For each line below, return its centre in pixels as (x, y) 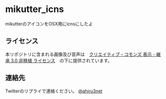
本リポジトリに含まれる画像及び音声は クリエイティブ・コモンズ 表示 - (80, 54)
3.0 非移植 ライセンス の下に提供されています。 (62, 60)
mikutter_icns (35, 9)
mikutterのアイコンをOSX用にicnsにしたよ (49, 24)
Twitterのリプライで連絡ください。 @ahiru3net (54, 91)
